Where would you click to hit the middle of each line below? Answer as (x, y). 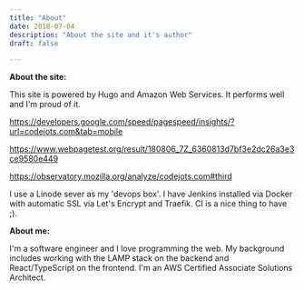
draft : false (34, 43)
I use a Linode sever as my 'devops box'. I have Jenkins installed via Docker (151, 194)
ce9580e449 (34, 159)
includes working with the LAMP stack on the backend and (119, 258)
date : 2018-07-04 (42, 26)
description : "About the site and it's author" (101, 35)
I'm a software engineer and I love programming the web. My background (147, 249)
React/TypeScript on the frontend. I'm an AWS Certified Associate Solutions (151, 268)
